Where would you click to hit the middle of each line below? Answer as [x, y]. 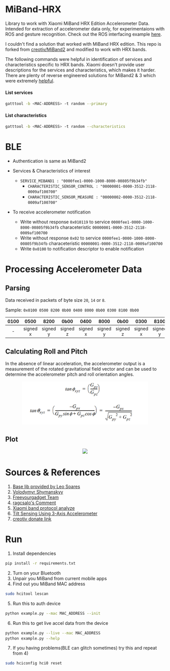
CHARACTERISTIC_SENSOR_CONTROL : [63, 187]
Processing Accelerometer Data [74, 269]
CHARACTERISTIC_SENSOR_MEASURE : [63, 197]
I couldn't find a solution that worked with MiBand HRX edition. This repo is [83, 44]
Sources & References [53, 472]
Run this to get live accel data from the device [60, 623]
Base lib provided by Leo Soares [46, 487]
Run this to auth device [36, 603]
